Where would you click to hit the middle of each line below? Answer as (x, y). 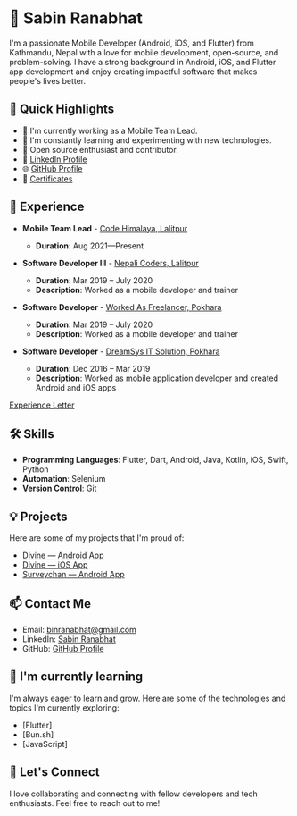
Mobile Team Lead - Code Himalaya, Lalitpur (105, 228)
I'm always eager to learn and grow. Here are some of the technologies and (148, 698)
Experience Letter (42, 405)
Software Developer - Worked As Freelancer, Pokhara (122, 307)
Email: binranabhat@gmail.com (79, 630)
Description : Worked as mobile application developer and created (157, 378)
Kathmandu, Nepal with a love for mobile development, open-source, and (144, 52)
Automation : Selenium (64, 479)
